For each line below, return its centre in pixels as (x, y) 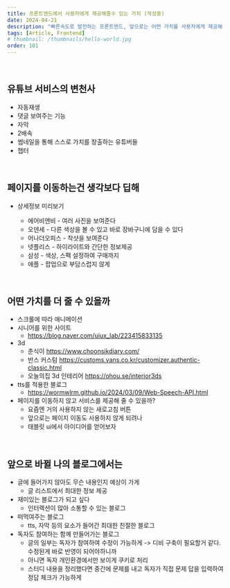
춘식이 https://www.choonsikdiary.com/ (83, 352)
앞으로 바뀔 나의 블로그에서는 (65, 464)
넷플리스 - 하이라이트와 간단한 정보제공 (80, 246)
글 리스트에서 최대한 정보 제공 (67, 491)
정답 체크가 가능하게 (54, 578)
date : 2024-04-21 (32, 20)
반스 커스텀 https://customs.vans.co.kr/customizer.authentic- (114, 360)
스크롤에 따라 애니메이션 (50, 319)
